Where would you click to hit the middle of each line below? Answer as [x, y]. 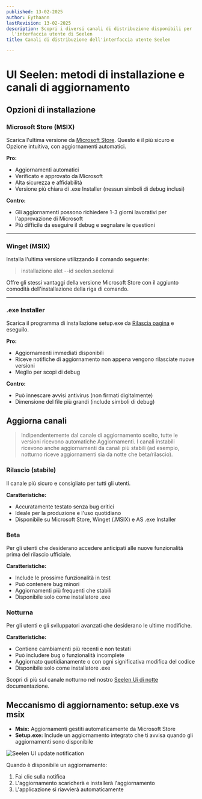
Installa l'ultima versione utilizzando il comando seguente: [78, 259]
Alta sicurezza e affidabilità [48, 182]
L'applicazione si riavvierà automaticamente [69, 789]
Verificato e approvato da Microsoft [59, 176]
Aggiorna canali [37, 421]
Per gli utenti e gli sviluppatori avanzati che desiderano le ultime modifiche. [99, 626]
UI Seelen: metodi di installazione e [96, 75]
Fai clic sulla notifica [40, 776]
